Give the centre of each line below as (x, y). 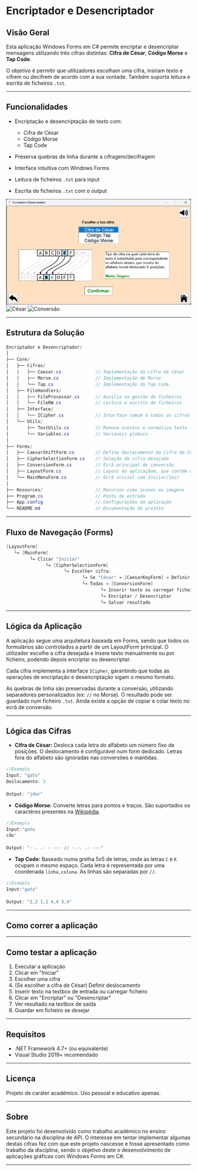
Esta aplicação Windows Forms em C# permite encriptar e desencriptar (93, 46)
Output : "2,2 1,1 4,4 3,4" (39, 901)
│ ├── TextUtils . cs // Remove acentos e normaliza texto (97, 428)
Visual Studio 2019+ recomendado (56, 1055)
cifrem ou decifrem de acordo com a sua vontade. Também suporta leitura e (98, 77)
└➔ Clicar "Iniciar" (55, 559)
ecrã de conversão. (30, 707)
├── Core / (18, 360)
